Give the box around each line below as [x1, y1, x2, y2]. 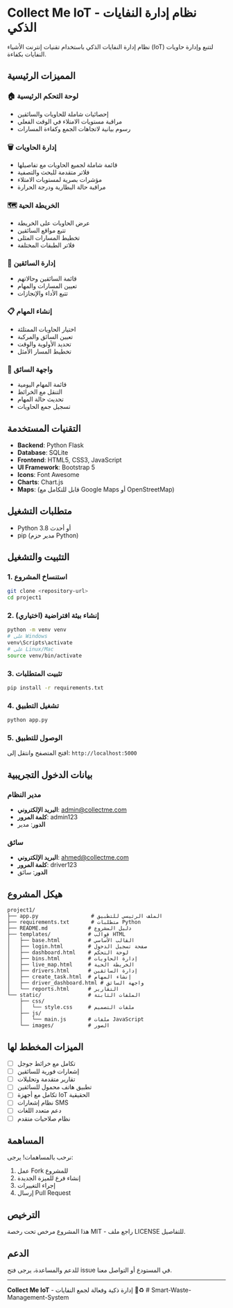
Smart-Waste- [151, 1286, 192, 1294]
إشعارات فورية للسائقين [17, 1067, 80, 1075]
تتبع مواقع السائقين [17, 226, 67, 235]
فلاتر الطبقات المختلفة [17, 241, 75, 249]
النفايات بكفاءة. [7, 50, 46, 58]
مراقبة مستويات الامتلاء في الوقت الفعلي [17, 117, 123, 126]
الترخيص [7, 1209, 40, 1221]
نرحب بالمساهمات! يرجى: [7, 1153, 74, 1162]
